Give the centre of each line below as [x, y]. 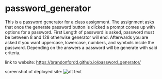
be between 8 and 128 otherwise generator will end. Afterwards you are [77, 37]
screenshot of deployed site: [33, 71]
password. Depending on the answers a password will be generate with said [81, 47]
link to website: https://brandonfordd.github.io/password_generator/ [73, 62]
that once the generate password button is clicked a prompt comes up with [80, 27]
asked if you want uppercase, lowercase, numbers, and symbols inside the [80, 42]
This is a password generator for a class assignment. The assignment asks [80, 22]
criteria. [13, 53]
